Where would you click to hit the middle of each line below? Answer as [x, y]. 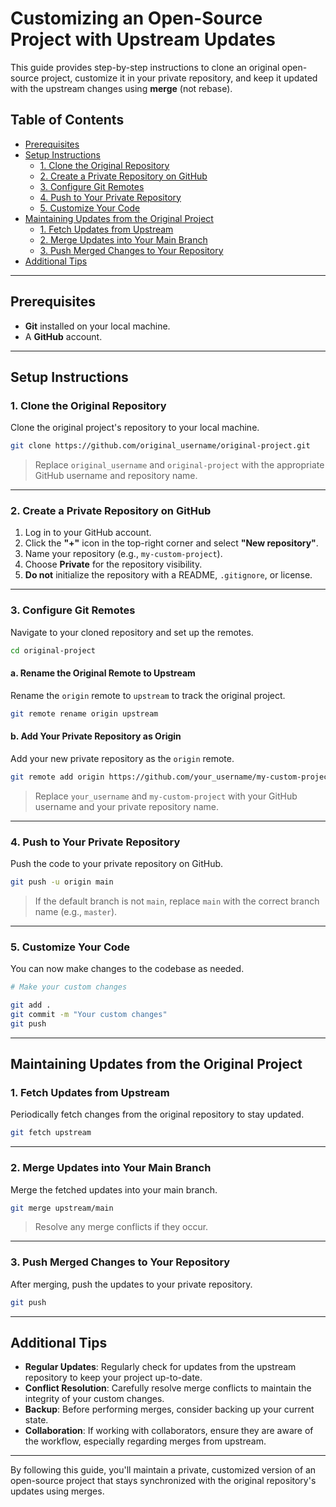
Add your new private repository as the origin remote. [122, 758]
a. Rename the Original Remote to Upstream [103, 673]
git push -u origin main [62, 882]
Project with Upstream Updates [143, 39]
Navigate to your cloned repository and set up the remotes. [132, 632]
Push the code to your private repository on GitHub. [117, 864]
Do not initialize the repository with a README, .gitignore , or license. [168, 575]
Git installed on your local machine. [97, 326]
